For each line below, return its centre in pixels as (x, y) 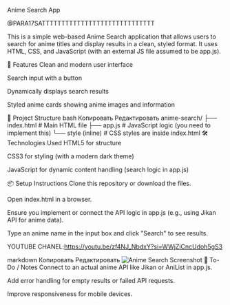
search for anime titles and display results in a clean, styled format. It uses (113, 44)
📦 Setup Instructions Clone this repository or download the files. (99, 183)
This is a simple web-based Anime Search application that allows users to (112, 36)
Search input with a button (45, 78)
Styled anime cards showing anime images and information (91, 105)
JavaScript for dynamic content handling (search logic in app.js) (98, 169)
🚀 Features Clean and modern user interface (70, 64)
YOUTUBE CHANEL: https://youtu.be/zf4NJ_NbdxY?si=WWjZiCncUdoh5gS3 (115, 246)
